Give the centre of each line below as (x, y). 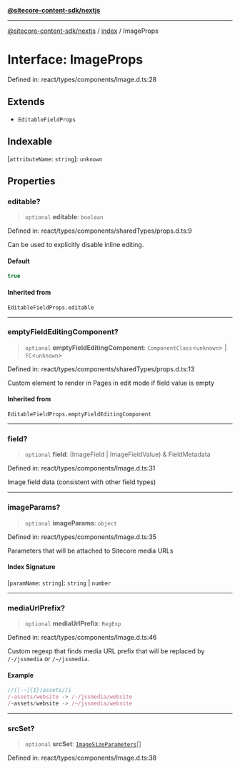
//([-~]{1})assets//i (40, 690)
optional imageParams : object (71, 523)
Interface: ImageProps (75, 60)
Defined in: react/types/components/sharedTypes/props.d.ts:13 (101, 369)
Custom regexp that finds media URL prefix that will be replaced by (106, 651)
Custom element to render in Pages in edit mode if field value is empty (111, 383)
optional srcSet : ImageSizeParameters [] (83, 744)
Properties (31, 181)
